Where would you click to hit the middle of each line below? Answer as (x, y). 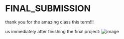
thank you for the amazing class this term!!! (50, 22)
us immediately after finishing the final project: (53, 31)
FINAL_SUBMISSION (48, 9)
